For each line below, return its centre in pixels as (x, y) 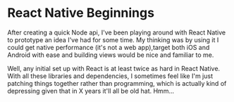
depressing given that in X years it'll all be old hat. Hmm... (91, 91)
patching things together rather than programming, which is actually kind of (117, 83)
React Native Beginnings (81, 13)
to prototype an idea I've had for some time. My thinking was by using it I (113, 39)
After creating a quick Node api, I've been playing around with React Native (117, 32)
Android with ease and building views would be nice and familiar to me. (111, 55)
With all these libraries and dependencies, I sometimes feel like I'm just (110, 76)
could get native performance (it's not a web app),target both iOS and (109, 47)
